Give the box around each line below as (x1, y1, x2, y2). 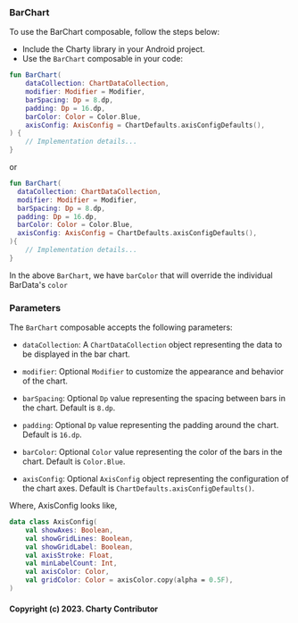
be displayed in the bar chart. (21, 349, 131, 359)
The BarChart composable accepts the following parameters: (9, 322, 234, 333)
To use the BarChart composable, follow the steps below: (9, 27, 220, 38)
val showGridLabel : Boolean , (25, 543, 134, 551)
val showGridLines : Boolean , (25, 534, 134, 543)
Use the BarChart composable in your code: (21, 54, 184, 64)
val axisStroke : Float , (25, 551, 114, 560)
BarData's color (9, 279, 69, 290)
